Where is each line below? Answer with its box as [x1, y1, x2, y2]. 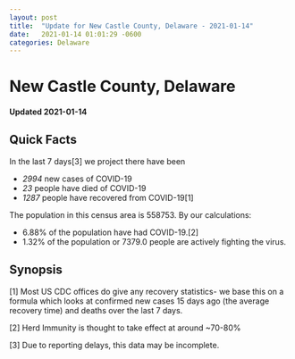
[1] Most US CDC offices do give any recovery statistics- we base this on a [9, 286, 284, 296]
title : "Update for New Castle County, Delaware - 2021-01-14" [9, 21, 254, 30]
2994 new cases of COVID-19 [21, 173, 132, 184]
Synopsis [9, 263, 63, 278]
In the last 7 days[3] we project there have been [9, 155, 186, 166]
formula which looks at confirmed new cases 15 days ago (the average [9, 296, 270, 306]
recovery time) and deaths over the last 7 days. [9, 305, 183, 315]
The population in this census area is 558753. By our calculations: [9, 209, 252, 220]
